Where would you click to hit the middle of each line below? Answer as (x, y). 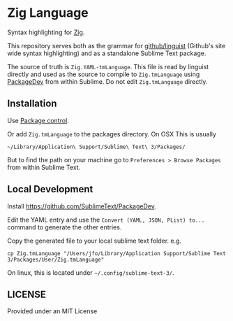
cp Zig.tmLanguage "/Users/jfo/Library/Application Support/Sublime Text (117, 253)
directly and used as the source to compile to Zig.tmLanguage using (104, 74)
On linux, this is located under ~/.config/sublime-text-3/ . (91, 272)
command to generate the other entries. (65, 227)
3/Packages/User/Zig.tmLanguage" (56, 259)
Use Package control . (38, 120)
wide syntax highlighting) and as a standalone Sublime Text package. (107, 53)
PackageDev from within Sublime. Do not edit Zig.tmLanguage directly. (107, 81)
